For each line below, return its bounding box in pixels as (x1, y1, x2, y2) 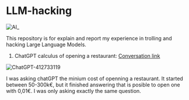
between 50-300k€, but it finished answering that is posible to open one (6, 81, 181, 88)
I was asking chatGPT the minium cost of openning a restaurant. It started (6, 75, 184, 82)
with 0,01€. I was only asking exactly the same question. (6, 87, 141, 94)
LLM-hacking (6, 4, 72, 18)
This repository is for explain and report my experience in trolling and (6, 35, 172, 42)
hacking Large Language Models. (6, 41, 86, 48)
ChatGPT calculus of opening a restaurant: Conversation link (14, 52, 160, 59)
